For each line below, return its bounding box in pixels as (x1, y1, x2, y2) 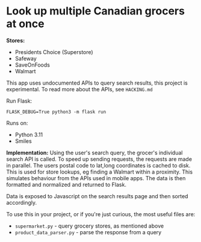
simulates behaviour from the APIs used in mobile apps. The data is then (6, 174, 186, 181)
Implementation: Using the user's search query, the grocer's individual (6, 149, 183, 156)
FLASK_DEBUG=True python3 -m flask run (6, 109, 107, 115)
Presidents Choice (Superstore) (14, 48, 93, 55)
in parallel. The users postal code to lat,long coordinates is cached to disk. (6, 162, 191, 169)
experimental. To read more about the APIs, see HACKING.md (6, 85, 153, 92)
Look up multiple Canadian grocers (6, 4, 185, 18)
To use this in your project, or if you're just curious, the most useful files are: (6, 210, 196, 217)
